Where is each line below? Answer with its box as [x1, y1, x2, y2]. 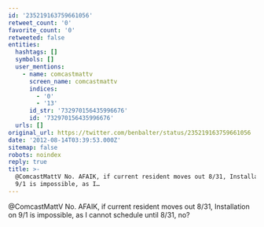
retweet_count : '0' [8, 19, 72, 27]
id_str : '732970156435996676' [28, 107, 128, 115]
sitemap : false [8, 143, 58, 151]
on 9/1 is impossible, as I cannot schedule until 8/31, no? [8, 210, 190, 219]
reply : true [8, 158, 47, 166]
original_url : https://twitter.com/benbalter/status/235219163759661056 [8, 128, 251, 136]
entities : [8, 41, 41, 49]
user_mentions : [15, 63, 65, 71]
